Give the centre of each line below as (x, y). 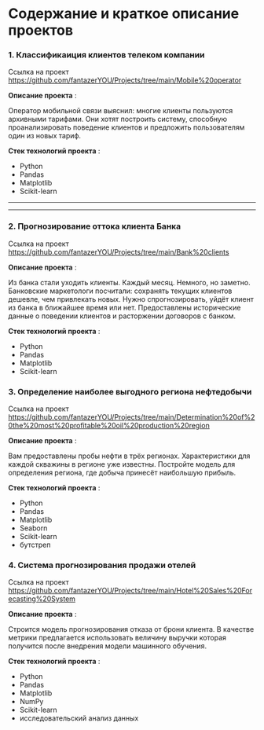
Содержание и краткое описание (124, 14)
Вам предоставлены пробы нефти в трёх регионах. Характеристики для (129, 456)
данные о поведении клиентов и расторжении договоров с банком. (122, 316)
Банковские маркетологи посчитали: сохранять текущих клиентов (120, 291)
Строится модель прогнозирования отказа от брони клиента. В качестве (131, 629)
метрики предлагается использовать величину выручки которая (117, 638)
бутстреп (35, 545)
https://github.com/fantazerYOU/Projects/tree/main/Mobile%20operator (125, 80)
